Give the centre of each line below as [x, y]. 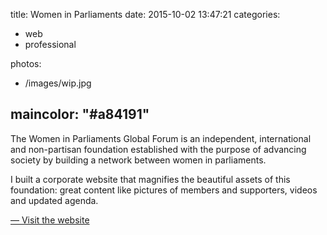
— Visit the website [50, 220]
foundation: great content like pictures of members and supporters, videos [164, 190]
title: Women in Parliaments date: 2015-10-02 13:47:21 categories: [145, 14]
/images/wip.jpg [58, 83]
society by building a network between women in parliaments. [138, 160]
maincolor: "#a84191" [80, 114]
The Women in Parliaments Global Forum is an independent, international [161, 138]
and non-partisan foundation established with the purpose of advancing [158, 149]
